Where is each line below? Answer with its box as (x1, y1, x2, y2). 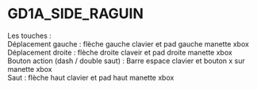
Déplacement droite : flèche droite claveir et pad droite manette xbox (7, 47, 233, 57)
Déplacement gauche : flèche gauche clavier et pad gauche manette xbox (7, 39, 249, 48)
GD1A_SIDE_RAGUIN (7, 5, 144, 23)
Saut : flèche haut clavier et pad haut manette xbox (7, 73, 175, 82)
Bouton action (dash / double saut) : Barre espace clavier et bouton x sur (7, 56, 245, 66)
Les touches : (7, 31, 52, 40)
